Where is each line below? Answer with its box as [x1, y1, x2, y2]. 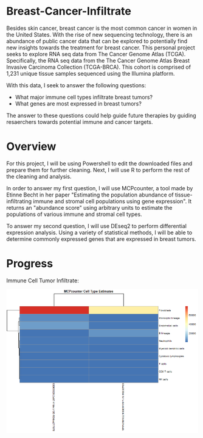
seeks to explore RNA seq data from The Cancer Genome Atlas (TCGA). [6, 50, 186, 57]
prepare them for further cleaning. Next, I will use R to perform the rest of [6, 166, 190, 173]
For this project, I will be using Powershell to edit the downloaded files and [6, 160, 193, 167]
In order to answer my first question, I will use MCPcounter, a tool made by [6, 184, 193, 192]
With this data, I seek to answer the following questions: [6, 81, 146, 89]
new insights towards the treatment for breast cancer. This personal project [6, 44, 196, 51]
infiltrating [6, 197, 32, 205]
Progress [6, 257, 53, 271]
